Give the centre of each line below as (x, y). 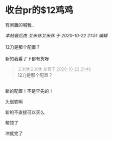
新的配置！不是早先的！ (29, 91)
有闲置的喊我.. (20, 25)
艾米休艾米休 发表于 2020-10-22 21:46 (54, 69)
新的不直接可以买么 (25, 112)
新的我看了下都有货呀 (27, 58)
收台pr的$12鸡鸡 (39, 10)
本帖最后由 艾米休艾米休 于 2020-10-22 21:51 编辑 (56, 35)
